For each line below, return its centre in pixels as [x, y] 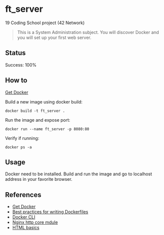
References [23, 195]
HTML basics [26, 228]
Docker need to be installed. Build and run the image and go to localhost [79, 174]
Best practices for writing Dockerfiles [50, 212]
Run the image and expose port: [38, 120]
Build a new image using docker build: [44, 101]
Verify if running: [22, 138]
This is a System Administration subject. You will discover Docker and [88, 32]
